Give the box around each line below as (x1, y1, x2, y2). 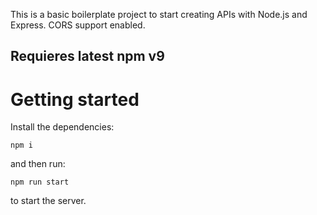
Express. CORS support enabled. (10, 19, 146, 31)
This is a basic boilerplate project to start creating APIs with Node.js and (10, 9, 308, 20)
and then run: (10, 158, 66, 170)
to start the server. (10, 195, 87, 207)
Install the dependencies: (10, 121, 115, 133)
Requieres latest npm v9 (10, 48, 165, 65)
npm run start (10, 177, 70, 188)
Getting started (10, 88, 140, 111)
